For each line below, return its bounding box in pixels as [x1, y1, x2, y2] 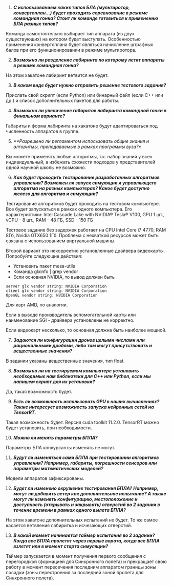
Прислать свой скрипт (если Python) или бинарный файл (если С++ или [6, 92, 163, 98]
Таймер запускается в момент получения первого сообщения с [6, 553, 146, 559]
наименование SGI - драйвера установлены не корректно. [6, 317, 135, 323]
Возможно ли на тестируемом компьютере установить [13, 368, 139, 373]
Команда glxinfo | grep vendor [13, 268, 78, 275]
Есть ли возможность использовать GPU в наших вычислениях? [13, 399, 160, 404]
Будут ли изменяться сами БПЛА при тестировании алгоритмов [13, 454, 159, 461]
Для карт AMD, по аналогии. [6, 302, 68, 308]
